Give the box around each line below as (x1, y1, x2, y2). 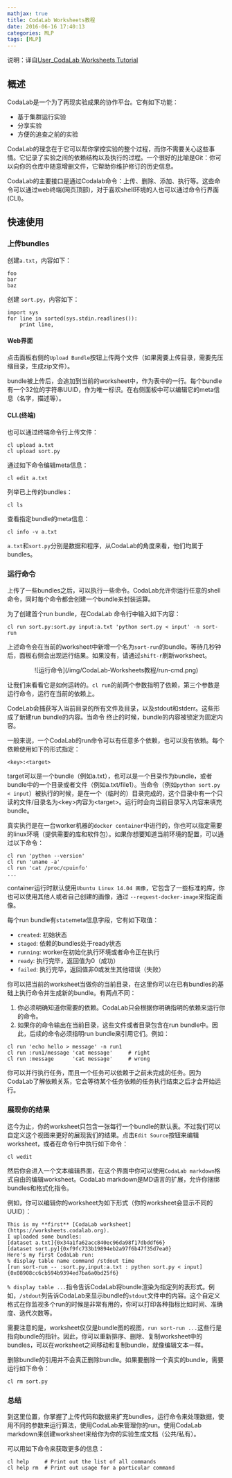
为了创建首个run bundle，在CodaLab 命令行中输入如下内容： (7, 610, 181, 618)
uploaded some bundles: (13, 1233, 82, 1240)
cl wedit (7, 1153, 33, 1160)
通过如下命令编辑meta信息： (7, 461, 89, 469)
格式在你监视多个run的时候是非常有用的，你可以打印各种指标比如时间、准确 (7, 1300, 223, 1308)
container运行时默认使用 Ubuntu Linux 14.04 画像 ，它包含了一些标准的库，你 (7, 884, 225, 892)
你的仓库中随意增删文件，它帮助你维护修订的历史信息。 (19, 162, 177, 170)
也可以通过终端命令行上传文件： (7, 428, 98, 436)
